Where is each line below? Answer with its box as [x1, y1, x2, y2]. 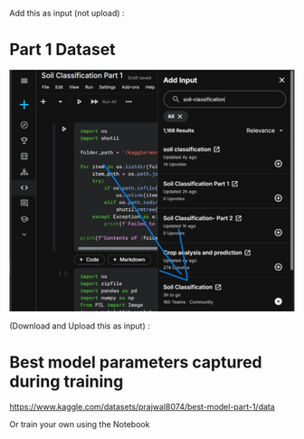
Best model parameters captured [9, 352, 262, 372]
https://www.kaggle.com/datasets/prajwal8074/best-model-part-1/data [9, 401, 276, 412]
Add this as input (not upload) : [9, 8, 125, 18]
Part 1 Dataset [9, 40, 116, 60]
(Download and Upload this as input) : [9, 320, 151, 331]
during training [9, 371, 124, 392]
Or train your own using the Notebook [9, 418, 150, 429]
